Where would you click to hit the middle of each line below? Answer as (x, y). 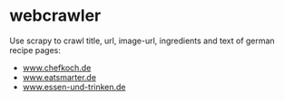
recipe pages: (35, 50)
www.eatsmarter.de (59, 77)
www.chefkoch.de (57, 68)
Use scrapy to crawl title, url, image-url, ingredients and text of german (142, 41)
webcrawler (55, 16)
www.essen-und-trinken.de (74, 87)
